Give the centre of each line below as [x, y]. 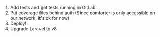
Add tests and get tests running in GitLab [53, 7]
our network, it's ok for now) [40, 18]
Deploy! [18, 23]
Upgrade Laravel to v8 [33, 29]
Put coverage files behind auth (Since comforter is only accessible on [83, 13]
